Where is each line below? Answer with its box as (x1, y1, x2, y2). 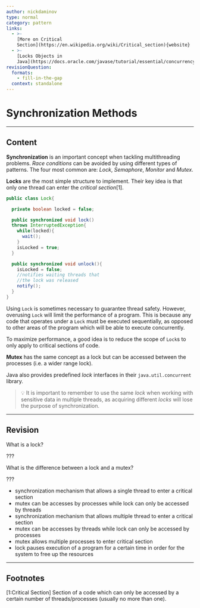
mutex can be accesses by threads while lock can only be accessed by (14, 525, 189, 532)
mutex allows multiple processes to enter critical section (14, 538, 153, 545)
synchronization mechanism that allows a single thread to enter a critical (14, 487, 192, 494)
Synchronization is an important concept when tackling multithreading (6, 153, 180, 160)
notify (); (17, 283, 42, 289)
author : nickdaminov (6, 8, 58, 15)
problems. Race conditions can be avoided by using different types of (6, 159, 177, 167)
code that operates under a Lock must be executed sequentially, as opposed (6, 317, 193, 325)
